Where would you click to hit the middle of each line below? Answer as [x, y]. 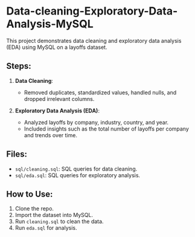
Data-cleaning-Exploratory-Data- [92, 11]
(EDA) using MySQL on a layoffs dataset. [57, 47]
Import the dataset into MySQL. [54, 215]
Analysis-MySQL [50, 24]
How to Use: [30, 194]
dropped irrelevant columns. [59, 99]
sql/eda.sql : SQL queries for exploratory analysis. [78, 175]
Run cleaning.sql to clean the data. [59, 221]
